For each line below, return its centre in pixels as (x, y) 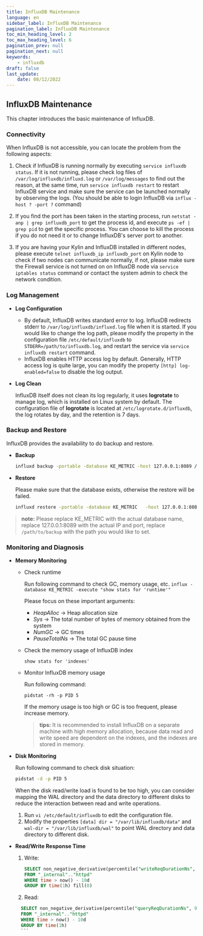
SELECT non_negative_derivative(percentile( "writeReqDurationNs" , (110, 869)
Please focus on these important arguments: (79, 601)
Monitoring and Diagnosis (45, 547)
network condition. (38, 279)
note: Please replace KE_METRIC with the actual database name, (102, 518)
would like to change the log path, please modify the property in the (109, 333)
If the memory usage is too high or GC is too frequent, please (101, 706)
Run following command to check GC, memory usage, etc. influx (106, 584)
